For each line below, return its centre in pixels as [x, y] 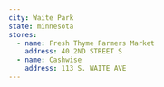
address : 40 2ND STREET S [74, 52]
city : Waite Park [41, 18]
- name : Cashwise [49, 60]
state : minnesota [41, 26]
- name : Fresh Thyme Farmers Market [86, 43]
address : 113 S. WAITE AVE [76, 69]
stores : [23, 34]
